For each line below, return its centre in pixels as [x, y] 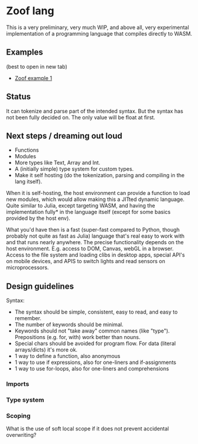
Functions [27, 150]
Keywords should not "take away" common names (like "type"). [92, 331]
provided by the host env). [38, 218]
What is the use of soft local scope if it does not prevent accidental [88, 429]
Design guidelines [40, 286]
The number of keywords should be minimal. [69, 325]
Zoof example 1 [33, 78]
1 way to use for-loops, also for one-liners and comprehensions [92, 369]
